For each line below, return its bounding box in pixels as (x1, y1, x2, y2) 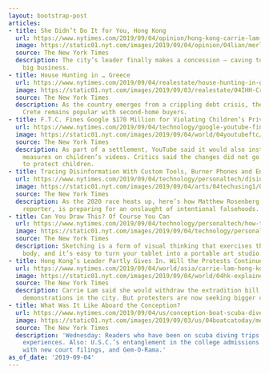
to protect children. (22, 161, 94, 169)
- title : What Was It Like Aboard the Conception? (8, 301, 181, 309)
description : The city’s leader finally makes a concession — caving (15, 57, 252, 65)
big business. (22, 64, 70, 72)
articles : (8, 19, 42, 27)
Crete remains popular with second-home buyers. (22, 109, 188, 117)
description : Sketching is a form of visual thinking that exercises (15, 242, 252, 250)
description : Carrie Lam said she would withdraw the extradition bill (15, 287, 260, 295)
